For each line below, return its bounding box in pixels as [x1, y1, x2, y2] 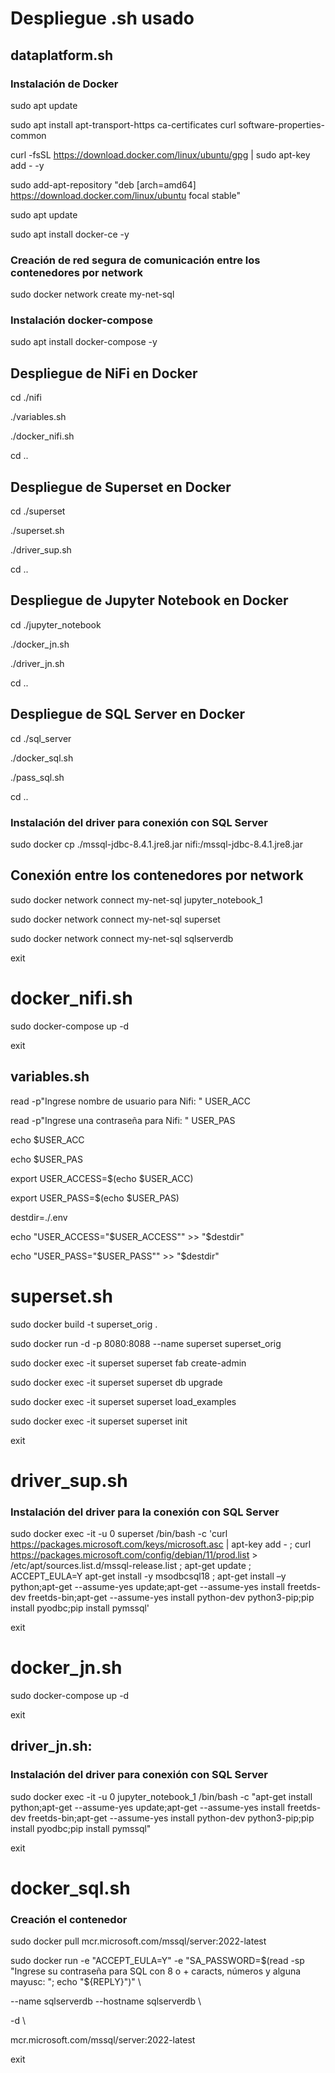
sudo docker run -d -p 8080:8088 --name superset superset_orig [10, 1337, 282, 1349]
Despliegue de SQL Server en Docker [10, 706, 246, 723]
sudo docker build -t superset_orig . [10, 1318, 158, 1330]
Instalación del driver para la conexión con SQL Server [10, 1505, 280, 1519]
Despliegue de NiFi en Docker [10, 365, 198, 382]
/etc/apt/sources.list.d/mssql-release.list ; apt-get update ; [10, 1560, 252, 1571]
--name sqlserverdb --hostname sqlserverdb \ [10, 1995, 202, 2007]
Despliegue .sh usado [10, 7, 195, 30]
